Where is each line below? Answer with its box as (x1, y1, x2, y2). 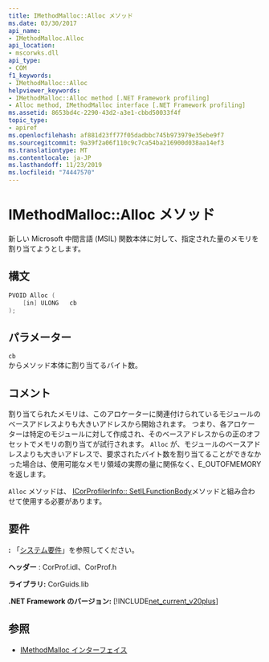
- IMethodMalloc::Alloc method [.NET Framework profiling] (8, 94, 210, 102)
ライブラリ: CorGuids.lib (8, 579, 89, 589)
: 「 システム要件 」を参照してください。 (8, 545, 139, 554)
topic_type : (8, 116, 48, 125)
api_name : (8, 27, 42, 35)
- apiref (8, 124, 38, 132)
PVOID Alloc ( (8, 291, 56, 300)
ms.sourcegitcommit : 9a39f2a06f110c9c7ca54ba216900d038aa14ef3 (8, 138, 225, 147)
